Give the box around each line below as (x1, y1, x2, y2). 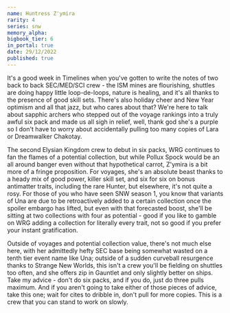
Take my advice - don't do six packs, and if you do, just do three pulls (7, 276, 205, 284)
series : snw (7, 23, 41, 30)
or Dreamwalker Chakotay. (7, 132, 82, 140)
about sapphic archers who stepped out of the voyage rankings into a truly (7, 110, 218, 118)
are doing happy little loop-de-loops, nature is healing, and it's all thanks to (7, 88, 220, 96)
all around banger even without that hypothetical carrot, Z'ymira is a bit (7, 160, 208, 169)
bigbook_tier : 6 (7, 36, 54, 43)
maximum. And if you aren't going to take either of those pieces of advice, (7, 283, 218, 291)
